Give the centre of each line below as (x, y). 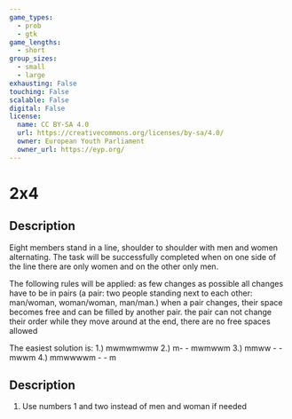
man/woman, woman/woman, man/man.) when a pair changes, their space (146, 302)
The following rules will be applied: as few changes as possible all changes (146, 283)
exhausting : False (43, 83)
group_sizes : (33, 59)
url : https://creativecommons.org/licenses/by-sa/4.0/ (121, 133)
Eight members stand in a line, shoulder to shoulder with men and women (143, 247)
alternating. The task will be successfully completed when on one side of (143, 257)
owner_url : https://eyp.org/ (71, 149)
